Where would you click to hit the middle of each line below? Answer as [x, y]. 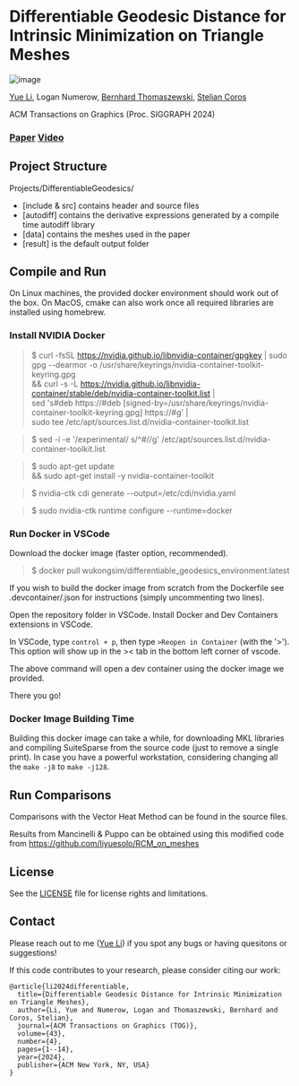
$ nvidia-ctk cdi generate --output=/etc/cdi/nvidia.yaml [133, 493]
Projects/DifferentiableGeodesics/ [72, 188]
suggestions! [33, 952]
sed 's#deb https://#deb [76, 403]
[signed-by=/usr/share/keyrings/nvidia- [196, 403]
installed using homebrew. [57, 312]
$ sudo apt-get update [73, 466]
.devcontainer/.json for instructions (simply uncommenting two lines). [137, 597]
